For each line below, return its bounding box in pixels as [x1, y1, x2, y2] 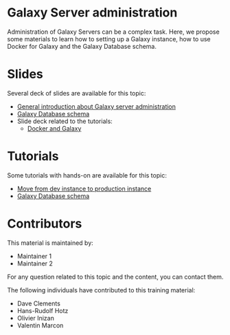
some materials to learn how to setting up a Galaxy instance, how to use [7, 34, 211, 43]
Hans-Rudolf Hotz [16, 306, 69, 314]
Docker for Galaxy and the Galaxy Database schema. [7, 42, 157, 50]
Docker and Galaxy [27, 124, 82, 132]
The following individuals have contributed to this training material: [7, 285, 196, 294]
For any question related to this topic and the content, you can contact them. [7, 272, 224, 281]
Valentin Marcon [16, 321, 64, 329]
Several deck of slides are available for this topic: [7, 89, 146, 97]
